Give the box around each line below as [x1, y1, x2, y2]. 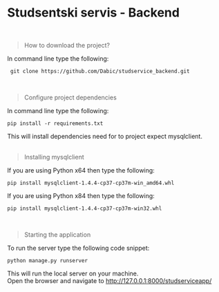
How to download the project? [23, 41, 111, 49]
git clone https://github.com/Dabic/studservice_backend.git [10, 68, 190, 75]
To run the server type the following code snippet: [7, 244, 150, 252]
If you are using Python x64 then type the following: [7, 166, 155, 174]
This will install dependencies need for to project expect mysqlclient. [7, 132, 202, 140]
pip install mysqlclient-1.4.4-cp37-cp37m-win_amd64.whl [7, 179, 175, 186]
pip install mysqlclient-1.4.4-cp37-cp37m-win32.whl [7, 205, 162, 212]
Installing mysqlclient [23, 153, 84, 161]
